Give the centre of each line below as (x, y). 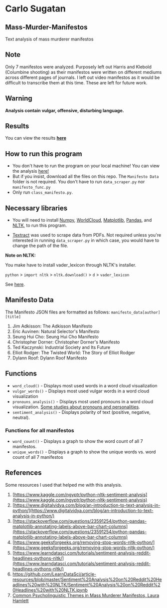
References (23, 473)
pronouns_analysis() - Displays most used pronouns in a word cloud (83, 401)
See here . (15, 285)
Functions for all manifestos (40, 430)
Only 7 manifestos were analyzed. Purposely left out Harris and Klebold (79, 67)
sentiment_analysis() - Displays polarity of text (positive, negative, (82, 412)
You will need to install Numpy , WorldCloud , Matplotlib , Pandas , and (82, 220)
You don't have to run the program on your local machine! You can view (86, 166)
